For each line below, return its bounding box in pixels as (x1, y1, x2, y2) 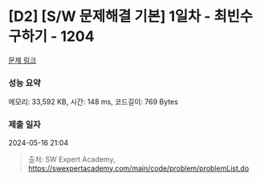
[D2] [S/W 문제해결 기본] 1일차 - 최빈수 (8, 7, 253, 26)
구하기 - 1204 (8, 27, 95, 46)
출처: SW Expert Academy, (27, 154, 116, 164)
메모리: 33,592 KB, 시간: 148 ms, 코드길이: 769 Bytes (8, 97, 178, 107)
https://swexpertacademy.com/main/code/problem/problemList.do (27, 163, 250, 173)
